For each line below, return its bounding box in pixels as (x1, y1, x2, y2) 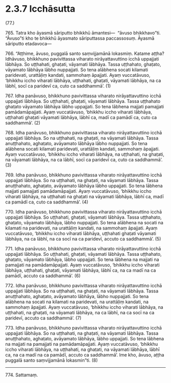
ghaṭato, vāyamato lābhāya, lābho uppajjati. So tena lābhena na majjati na (5, 256, 159, 262)
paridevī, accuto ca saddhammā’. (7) (5, 315, 81, 321)
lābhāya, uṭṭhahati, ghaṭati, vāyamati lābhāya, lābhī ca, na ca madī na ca (5, 267, 156, 273)
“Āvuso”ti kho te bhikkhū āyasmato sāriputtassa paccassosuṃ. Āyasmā (5, 35, 155, 41)
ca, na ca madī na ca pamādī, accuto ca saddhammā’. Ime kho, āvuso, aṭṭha (5, 351, 164, 358)
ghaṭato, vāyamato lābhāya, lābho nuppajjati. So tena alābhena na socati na (5, 219, 164, 225)
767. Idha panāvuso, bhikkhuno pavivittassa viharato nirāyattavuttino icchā (5, 93, 161, 99)
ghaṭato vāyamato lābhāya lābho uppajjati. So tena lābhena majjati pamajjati (5, 103, 164, 109)
